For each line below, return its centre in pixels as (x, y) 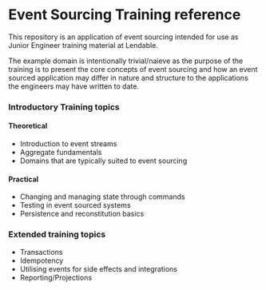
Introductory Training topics (64, 107)
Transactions (41, 252)
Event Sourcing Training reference (125, 15)
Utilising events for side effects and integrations (99, 268)
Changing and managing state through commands (102, 197)
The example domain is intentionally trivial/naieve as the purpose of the (126, 61)
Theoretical (28, 126)
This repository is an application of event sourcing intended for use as (123, 37)
